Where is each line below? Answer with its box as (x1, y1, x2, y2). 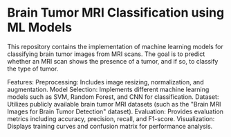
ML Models (7, 19, 73, 35)
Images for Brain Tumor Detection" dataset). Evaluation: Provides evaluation (7, 107, 223, 116)
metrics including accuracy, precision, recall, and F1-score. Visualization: (7, 114, 215, 122)
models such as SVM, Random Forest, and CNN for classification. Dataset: (7, 92, 219, 101)
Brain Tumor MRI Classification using (7, 5, 225, 21)
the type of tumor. (7, 64, 59, 73)
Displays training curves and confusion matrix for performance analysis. (7, 122, 213, 130)
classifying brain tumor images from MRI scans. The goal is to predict (7, 50, 205, 58)
